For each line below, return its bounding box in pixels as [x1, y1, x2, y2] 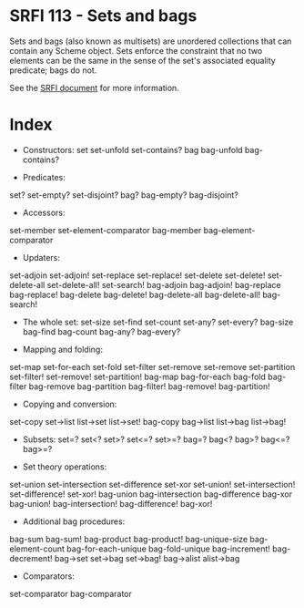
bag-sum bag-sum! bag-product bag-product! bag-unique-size [9, 533, 248, 544]
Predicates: [22, 171, 66, 182]
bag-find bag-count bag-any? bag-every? [22, 325, 181, 337]
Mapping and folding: [22, 344, 103, 355]
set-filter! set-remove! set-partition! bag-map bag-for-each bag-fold [9, 371, 267, 382]
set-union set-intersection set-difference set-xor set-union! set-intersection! [9, 479, 296, 489]
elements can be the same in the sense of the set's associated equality [9, 55, 276, 66]
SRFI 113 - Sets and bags [9, 5, 198, 26]
